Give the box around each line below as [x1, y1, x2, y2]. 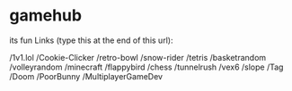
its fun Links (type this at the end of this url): [9, 35, 173, 45]
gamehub [9, 5, 83, 26]
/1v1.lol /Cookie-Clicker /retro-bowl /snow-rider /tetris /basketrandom [9, 52, 267, 62]
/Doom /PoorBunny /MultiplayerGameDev [9, 70, 164, 81]
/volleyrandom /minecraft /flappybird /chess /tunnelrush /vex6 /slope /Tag [9, 62, 284, 72]
